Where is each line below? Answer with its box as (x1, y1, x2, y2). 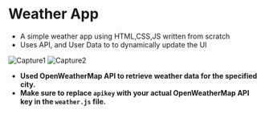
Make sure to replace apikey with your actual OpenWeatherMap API (19, 88, 250, 97)
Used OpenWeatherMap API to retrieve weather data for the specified (19, 71, 258, 80)
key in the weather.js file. (19, 96, 106, 106)
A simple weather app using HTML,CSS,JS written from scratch (19, 31, 230, 41)
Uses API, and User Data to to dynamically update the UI (19, 39, 207, 49)
